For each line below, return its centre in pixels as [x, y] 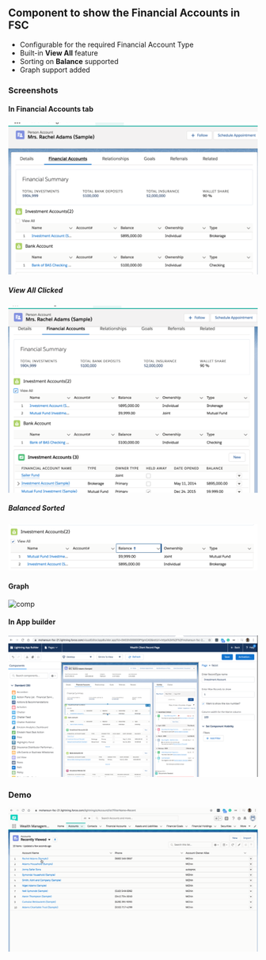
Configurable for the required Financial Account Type [106, 44]
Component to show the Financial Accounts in [124, 13]
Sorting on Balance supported [69, 61]
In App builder [32, 622]
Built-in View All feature [59, 53]
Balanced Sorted [36, 508]
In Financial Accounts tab [51, 109]
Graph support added [55, 70]
